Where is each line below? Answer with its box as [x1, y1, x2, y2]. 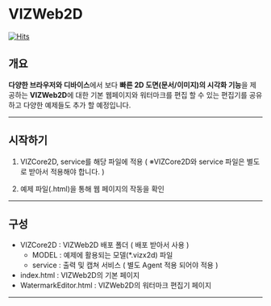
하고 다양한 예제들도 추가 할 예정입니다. [8, 100, 131, 110]
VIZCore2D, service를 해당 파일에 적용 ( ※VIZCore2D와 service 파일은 [19, 157, 245, 166]
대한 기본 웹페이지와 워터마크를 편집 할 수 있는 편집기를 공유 [75, 90, 263, 99]
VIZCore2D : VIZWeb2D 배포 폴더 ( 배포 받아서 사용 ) [19, 240, 190, 250]
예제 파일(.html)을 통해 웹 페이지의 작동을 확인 [19, 183, 165, 194]
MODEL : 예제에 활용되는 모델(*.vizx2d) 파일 [31, 250, 173, 260]
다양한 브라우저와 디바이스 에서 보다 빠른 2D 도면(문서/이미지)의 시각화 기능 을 [8, 80, 248, 90]
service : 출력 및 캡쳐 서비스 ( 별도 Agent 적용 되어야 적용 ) [31, 260, 219, 270]
